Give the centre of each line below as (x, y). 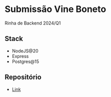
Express (20, 56)
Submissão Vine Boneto (55, 9)
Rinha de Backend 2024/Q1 (33, 23)
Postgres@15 (25, 61)
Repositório (23, 77)
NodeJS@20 (25, 50)
